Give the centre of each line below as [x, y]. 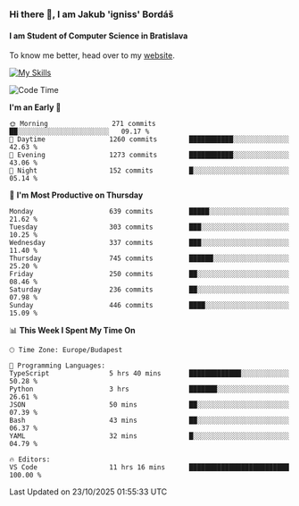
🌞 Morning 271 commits [83, 124]
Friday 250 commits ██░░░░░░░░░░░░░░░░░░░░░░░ [149, 274]
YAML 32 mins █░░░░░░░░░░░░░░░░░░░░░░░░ [149, 436]
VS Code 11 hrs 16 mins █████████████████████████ [149, 468]
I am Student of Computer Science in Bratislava [99, 36]
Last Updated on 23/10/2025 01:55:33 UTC [88, 492]
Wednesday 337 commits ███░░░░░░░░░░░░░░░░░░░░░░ [149, 243]
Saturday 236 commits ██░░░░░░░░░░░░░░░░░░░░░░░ [149, 290]
